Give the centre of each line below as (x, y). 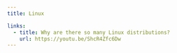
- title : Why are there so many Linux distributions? (92, 32)
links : (16, 26)
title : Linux (26, 13)
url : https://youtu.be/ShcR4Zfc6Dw (70, 39)
